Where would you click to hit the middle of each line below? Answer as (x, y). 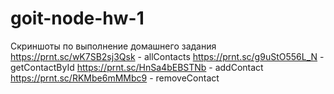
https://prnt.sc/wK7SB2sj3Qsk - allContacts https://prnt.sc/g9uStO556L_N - (167, 56)
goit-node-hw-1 (77, 18)
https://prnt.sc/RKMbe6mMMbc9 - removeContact (115, 78)
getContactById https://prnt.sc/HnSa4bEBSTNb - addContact (137, 67)
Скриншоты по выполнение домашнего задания (113, 46)
